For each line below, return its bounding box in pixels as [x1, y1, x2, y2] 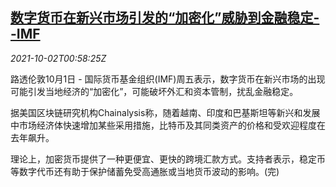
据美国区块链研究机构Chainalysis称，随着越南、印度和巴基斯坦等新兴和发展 [10, 106, 321, 118]
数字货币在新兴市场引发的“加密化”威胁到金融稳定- [10, 9, 320, 27]
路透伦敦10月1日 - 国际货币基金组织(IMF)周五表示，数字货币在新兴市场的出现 [10, 73, 326, 85]
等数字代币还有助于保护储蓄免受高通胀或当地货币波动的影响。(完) [10, 165, 280, 177]
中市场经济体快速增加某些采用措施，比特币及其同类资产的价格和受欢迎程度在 [10, 119, 326, 131]
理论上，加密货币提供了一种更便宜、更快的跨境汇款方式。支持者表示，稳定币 [10, 153, 326, 165]
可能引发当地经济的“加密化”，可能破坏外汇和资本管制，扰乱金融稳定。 [10, 85, 299, 97]
